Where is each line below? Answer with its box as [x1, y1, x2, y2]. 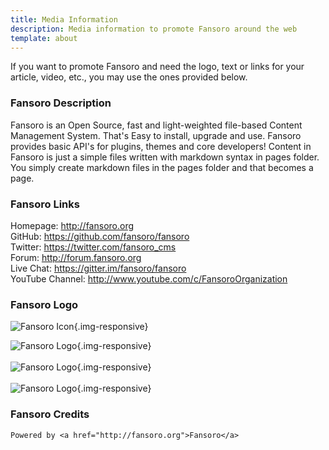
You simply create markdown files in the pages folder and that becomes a [10, 161, 314, 173]
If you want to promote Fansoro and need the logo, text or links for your [10, 61, 305, 73]
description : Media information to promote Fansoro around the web [10, 24, 298, 34]
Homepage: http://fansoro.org [10, 219, 135, 231]
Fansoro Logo [10, 297, 79, 311]
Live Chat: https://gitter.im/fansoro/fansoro [10, 262, 187, 274]
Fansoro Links [10, 197, 80, 211]
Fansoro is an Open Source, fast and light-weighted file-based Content [10, 119, 303, 131]
